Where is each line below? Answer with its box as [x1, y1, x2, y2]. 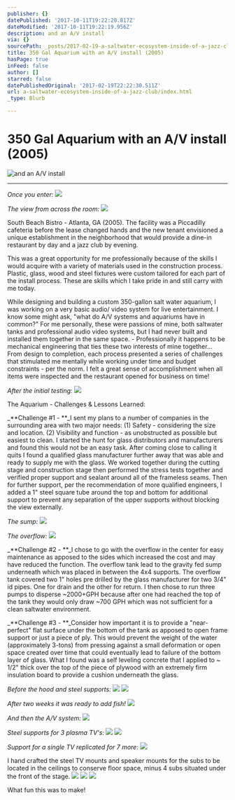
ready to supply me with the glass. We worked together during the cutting [7, 458, 220, 467]
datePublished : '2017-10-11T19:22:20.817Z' [7, 17, 136, 24]
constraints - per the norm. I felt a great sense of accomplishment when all [7, 364, 223, 373]
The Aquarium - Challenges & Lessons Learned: [7, 400, 145, 408]
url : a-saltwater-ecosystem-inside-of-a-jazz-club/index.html [7, 88, 192, 95]
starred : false [7, 75, 52, 83]
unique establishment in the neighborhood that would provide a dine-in [7, 233, 212, 242]
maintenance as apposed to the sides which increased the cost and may [7, 553, 216, 561]
